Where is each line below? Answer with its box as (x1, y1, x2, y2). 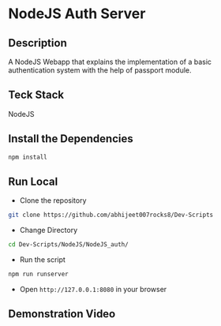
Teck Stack (8, 88, 65, 102)
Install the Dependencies (8, 132, 134, 146)
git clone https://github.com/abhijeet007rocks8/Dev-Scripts (8, 211, 214, 219)
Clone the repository (19, 196, 87, 205)
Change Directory (19, 226, 78, 235)
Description (8, 36, 67, 50)
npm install (8, 153, 47, 161)
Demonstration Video (8, 307, 116, 320)
